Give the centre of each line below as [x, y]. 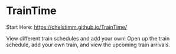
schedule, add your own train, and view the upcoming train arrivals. [88, 45]
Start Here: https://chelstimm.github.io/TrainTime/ [67, 27]
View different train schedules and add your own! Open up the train [88, 38]
